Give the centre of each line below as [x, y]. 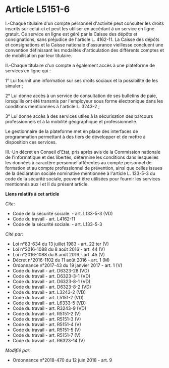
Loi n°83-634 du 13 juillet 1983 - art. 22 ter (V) [61, 244]
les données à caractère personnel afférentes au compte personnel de [78, 162]
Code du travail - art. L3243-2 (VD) [49, 292]
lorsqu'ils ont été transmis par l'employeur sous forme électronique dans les [84, 101]
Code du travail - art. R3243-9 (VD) [49, 308]
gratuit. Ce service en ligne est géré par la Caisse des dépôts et [71, 34]
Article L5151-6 [38, 9]
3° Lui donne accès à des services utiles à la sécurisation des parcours [79, 116]
